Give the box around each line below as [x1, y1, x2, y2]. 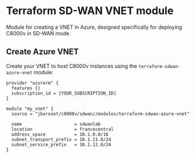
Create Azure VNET [6, 47, 79, 57]
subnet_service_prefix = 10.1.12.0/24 [11, 142, 111, 147]
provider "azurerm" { [6, 80, 59, 86]
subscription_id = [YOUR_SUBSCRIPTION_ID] [11, 90, 117, 96]
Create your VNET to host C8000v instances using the [6, 62, 138, 69]
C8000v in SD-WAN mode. [6, 29, 71, 36]
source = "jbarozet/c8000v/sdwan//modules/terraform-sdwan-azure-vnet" [11, 110, 190, 117]
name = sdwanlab [11, 121, 101, 127]
